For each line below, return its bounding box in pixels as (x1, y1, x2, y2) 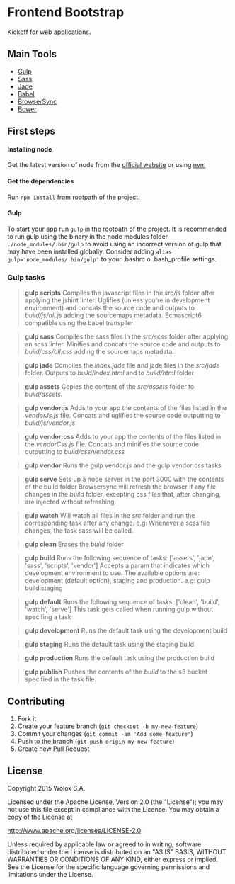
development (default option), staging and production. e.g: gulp (24, 577, 210, 585)
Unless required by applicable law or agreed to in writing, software (7, 840, 202, 849)
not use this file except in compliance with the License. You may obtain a (7, 805, 219, 813)
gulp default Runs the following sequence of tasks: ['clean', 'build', (24, 598, 221, 606)
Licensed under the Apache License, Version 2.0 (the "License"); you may (7, 798, 224, 806)
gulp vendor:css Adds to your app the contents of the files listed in (24, 433, 222, 441)
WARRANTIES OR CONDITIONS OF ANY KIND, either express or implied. (7, 855, 218, 863)
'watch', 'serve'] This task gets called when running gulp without (24, 605, 214, 613)
